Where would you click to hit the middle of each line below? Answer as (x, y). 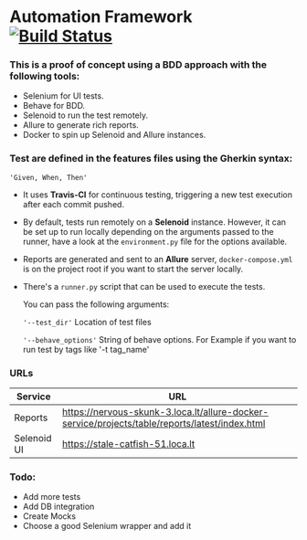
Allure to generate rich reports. (80, 125)
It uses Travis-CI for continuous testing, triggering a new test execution (157, 195)
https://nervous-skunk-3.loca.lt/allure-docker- (166, 412)
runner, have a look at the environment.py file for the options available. (155, 241)
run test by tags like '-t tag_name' (86, 349)
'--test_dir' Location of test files (87, 322)
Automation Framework (101, 17)
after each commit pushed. (74, 204)
